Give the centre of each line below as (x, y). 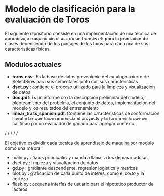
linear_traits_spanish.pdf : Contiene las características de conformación (86, 113)
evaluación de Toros (47, 20)
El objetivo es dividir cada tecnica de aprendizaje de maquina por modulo (80, 143)
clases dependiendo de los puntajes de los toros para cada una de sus (77, 43)
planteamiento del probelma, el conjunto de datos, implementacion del (83, 103)
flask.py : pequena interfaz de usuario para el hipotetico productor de (83, 184)
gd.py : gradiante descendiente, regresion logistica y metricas (75, 168)
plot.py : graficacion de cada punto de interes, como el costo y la (78, 173)
